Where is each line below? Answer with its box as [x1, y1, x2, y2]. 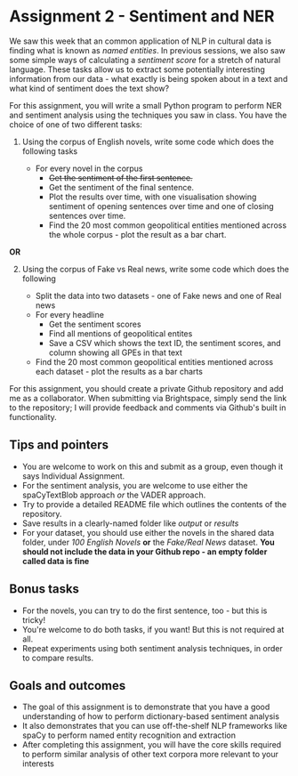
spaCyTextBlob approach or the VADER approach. [21, 489, 206, 500]
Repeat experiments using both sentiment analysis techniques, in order [21, 643, 283, 653]
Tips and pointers [9, 438, 109, 453]
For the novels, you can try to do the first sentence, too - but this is [21, 605, 268, 616]
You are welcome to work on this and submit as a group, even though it [21, 461, 284, 472]
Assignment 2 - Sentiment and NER [9, 6, 275, 27]
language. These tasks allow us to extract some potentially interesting [9, 64, 265, 75]
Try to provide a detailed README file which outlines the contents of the [21, 498, 287, 509]
